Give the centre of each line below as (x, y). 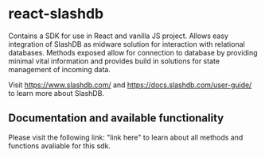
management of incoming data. (60, 69)
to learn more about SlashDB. (57, 93)
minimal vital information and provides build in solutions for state (114, 61)
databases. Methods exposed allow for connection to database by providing (133, 52)
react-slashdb (56, 14)
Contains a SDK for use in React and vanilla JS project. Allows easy (119, 36)
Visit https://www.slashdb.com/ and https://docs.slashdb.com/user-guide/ (130, 85)
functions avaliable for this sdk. (60, 146)
